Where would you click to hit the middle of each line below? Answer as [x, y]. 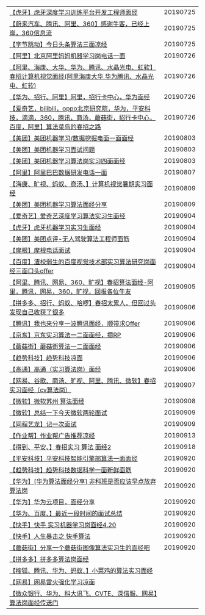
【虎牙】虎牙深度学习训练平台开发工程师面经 [74, 13]
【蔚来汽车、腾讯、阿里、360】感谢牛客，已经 [77, 24]
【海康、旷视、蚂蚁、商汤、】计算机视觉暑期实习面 [81, 184]
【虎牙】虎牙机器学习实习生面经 [56, 227]
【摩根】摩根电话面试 [40, 250]
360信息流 [37, 33]
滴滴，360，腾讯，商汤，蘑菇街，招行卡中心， [89, 117]
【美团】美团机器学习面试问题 [52, 150]
